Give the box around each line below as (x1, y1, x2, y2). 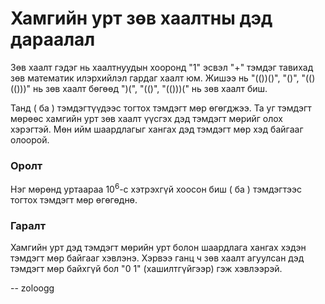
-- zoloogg (10, 282, 55, 294)
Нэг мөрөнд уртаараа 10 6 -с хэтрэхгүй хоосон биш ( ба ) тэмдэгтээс (10, 182, 302, 195)
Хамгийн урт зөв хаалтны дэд (10, 7, 273, 30)
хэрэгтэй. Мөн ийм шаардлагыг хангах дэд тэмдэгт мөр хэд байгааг (10, 123, 304, 135)
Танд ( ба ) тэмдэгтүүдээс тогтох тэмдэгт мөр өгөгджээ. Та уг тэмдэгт (10, 102, 312, 114)
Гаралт (10, 218, 47, 232)
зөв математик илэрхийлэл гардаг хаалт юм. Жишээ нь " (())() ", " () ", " (10, 72, 307, 84)
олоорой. (10, 133, 50, 146)
